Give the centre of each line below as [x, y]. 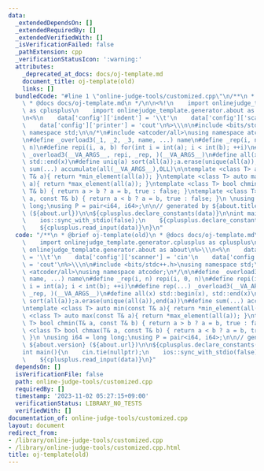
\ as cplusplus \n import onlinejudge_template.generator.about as [139, 111]
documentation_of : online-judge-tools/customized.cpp [98, 418]
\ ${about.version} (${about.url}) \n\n [88, 345]
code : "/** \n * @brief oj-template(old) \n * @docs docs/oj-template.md [135, 235]
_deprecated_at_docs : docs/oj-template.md [93, 74]
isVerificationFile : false [59, 374]
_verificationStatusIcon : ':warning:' [79, 60]
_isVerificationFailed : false [64, 45]
